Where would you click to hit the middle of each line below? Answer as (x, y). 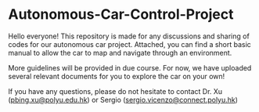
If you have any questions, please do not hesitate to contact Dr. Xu (115, 91)
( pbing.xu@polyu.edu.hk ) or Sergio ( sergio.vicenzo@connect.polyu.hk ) (123, 99)
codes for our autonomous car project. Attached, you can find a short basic (130, 44)
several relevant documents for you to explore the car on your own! (117, 76)
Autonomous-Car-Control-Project (121, 14)
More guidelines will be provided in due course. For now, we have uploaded (130, 67)
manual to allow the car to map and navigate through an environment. (120, 52)
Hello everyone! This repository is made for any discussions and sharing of (129, 36)
